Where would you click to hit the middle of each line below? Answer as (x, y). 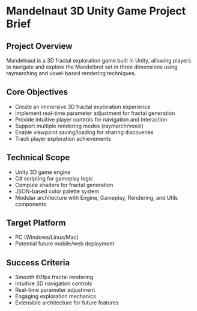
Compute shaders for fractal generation (64, 185)
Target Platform (36, 223)
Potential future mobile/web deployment (65, 244)
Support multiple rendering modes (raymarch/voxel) (79, 126)
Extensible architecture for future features (67, 303)
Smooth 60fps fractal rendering (54, 277)
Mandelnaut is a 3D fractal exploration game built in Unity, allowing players (99, 60)
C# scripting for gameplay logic (54, 178)
